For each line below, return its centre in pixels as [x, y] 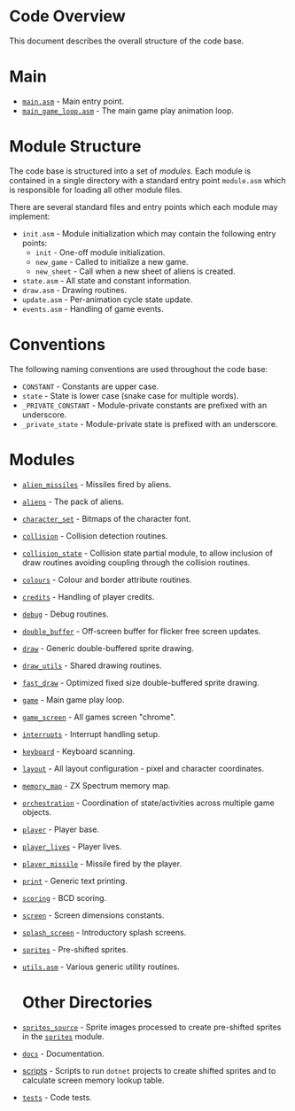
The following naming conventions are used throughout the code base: [139, 369]
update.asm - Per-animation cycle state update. [107, 299]
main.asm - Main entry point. [73, 101]
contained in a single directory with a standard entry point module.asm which [147, 180]
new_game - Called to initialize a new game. [112, 261]
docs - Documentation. [63, 1053]
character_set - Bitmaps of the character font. [106, 518]
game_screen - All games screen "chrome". [99, 717]
